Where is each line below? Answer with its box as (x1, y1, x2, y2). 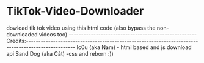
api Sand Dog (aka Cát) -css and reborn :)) (6, 50, 114, 57)
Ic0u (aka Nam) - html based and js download (76, 44, 192, 51)
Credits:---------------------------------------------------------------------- (6, 37, 199, 44)
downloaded (6, 30, 38, 38)
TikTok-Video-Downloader (6, 4, 144, 18)
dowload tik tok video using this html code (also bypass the (6, 24, 156, 31)
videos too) (38, 30, 68, 38)
